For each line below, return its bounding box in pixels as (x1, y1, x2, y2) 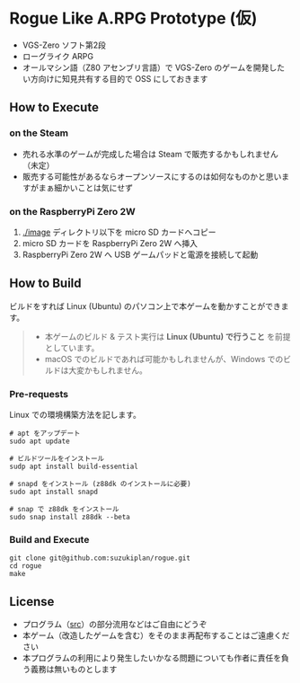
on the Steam (9, 127, 69, 139)
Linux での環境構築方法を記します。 (9, 410, 142, 421)
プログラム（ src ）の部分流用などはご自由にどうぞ (22, 619, 207, 630)
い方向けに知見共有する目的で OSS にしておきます (22, 73, 208, 84)
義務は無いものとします (30, 664, 118, 675)
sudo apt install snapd (9, 487, 99, 497)
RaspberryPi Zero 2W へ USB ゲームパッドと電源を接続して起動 (22, 249, 259, 260)
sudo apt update (9, 437, 70, 446)
